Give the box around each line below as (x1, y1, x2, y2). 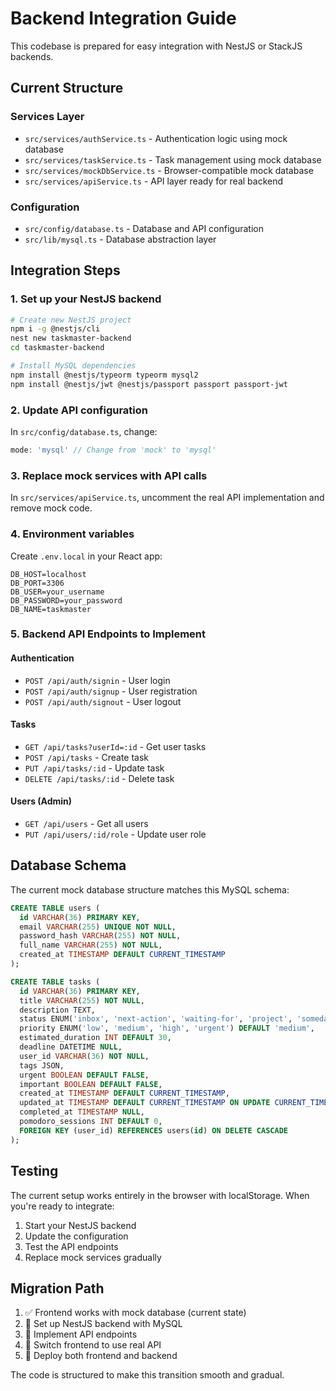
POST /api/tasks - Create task (24, 751, 150, 763)
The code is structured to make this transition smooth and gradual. (10, 1369, 285, 1381)
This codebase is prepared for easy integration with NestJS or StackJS (10, 40, 303, 52)
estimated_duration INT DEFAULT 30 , (19, 1033, 172, 1043)
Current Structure (10, 80, 124, 97)
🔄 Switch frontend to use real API (24, 1339, 162, 1351)
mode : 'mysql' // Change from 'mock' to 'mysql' (10, 445, 217, 456)
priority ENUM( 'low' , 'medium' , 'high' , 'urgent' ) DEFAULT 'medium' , (19, 1023, 315, 1034)
